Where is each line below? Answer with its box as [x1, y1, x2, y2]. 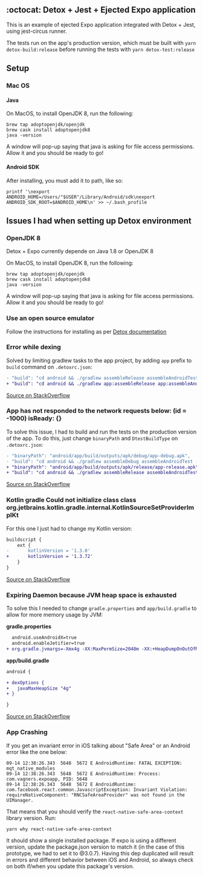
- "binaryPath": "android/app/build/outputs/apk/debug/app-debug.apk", [6, 452, 190, 459]
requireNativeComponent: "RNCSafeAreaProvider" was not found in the [6, 792, 185, 798]
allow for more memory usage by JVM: [6, 611, 103, 619]
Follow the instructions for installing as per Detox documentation [6, 328, 167, 335]
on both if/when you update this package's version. [6, 862, 134, 870]
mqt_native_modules [6, 765, 56, 772]
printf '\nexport [6, 188, 50, 195]
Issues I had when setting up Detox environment [6, 216, 192, 226]
